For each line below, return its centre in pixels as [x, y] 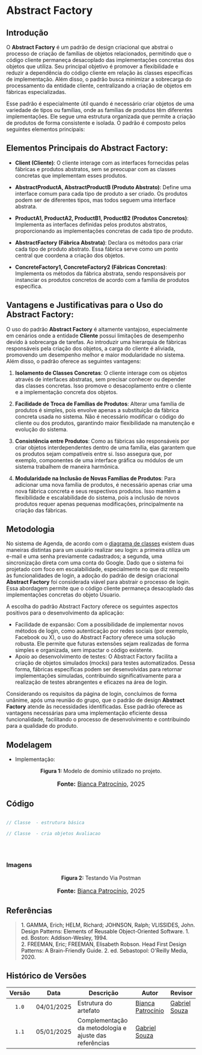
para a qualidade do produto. [42, 726]
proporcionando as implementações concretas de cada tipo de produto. [104, 231]
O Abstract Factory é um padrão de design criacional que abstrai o [90, 47]
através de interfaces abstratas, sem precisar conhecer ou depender [100, 379]
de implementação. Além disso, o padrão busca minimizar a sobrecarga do [99, 79]
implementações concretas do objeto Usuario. [63, 595]
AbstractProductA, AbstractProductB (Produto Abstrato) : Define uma [103, 187]
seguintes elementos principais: [46, 129]
